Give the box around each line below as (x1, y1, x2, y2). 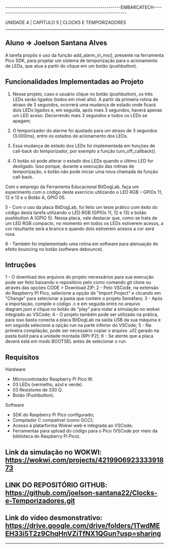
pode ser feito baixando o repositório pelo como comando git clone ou (5, 280, 151, 286)
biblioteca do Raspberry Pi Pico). (12, 433, 81, 440)
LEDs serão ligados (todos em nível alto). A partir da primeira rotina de (12, 96, 158, 102)
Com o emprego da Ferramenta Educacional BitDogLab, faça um (5, 184, 139, 190)
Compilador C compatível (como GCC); (12, 417, 94, 423)
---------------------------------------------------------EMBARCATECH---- (5, 5, 162, 10)
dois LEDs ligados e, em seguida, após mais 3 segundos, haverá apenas (12, 107, 162, 113)
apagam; (12, 118, 31, 124)
